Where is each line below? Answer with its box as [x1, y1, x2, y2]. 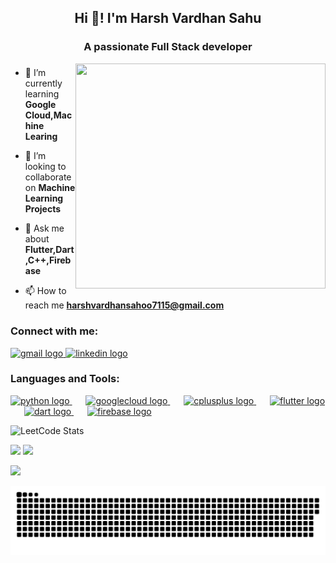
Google [24, 99, 57, 111]
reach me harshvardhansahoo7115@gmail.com [24, 299, 225, 311]
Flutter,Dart [24, 244, 75, 256]
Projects [24, 203, 62, 215]
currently [24, 77, 63, 90]
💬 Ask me [24, 222, 65, 235]
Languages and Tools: [10, 372, 120, 386]
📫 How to [24, 285, 67, 297]
